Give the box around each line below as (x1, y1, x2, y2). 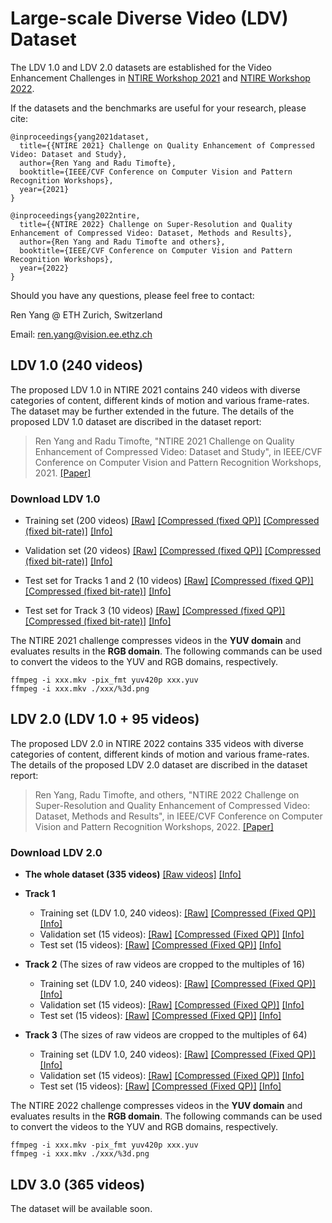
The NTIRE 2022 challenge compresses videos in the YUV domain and (10, 1100, 303, 1112)
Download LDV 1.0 (10, 492, 101, 506)
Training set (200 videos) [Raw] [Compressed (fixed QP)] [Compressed (24, 515, 320, 527)
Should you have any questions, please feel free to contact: (10, 289, 255, 301)
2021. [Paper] (34, 467, 92, 479)
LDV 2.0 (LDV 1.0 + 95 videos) (10, 711, 200, 728)
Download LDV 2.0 (10, 845, 103, 859)
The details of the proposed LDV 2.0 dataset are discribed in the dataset (10, 758, 308, 771)
